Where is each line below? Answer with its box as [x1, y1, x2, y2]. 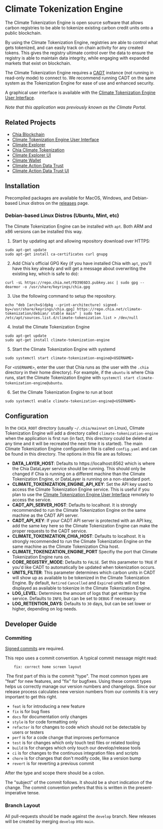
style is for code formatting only [12, 719, 78, 725]
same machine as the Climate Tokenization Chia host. [12, 544, 120, 549]
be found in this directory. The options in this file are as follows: [5, 451, 132, 457]
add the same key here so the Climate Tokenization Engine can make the [12, 523, 158, 528]
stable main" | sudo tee [51, 311, 101, 316]
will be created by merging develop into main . [5, 818, 95, 824]
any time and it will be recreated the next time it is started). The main [5, 440, 143, 446]
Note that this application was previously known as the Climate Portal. [5, 104, 146, 110]
